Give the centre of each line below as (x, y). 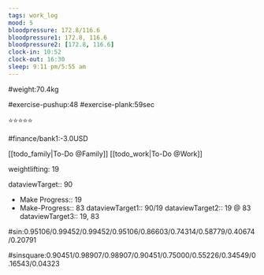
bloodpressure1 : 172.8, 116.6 (58, 37)
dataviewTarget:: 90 (41, 184)
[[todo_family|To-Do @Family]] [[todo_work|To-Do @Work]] (106, 154)
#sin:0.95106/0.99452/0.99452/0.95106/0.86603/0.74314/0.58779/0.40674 (132, 231)
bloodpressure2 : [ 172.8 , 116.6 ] (61, 45)
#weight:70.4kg (33, 89)
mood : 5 (21, 23)
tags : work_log (33, 15)
